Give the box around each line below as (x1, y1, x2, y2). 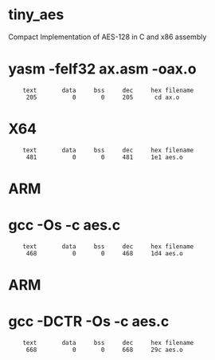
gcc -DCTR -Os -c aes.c (8, 313, 170, 330)
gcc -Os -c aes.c (8, 216, 121, 235)
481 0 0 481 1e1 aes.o (25, 153, 183, 161)
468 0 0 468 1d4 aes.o (25, 249, 183, 257)
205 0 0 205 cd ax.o (25, 93, 180, 101)
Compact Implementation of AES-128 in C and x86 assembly (8, 32, 207, 42)
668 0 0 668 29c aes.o (25, 346, 183, 354)
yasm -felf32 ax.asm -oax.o (8, 60, 197, 78)
